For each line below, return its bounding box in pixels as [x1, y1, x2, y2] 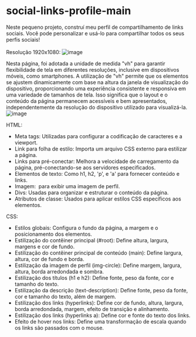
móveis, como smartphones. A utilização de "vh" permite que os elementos [6, 72, 189, 79]
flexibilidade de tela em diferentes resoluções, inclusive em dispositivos [6, 66, 180, 73]
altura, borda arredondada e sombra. [14, 268, 104, 275]
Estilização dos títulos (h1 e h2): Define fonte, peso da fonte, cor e [14, 274, 174, 281]
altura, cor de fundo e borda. [14, 255, 85, 262]
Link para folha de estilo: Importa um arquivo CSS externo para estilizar [14, 145, 188, 152]
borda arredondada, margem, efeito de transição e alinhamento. [14, 305, 170, 312]
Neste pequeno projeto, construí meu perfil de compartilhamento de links [6, 24, 184, 31]
